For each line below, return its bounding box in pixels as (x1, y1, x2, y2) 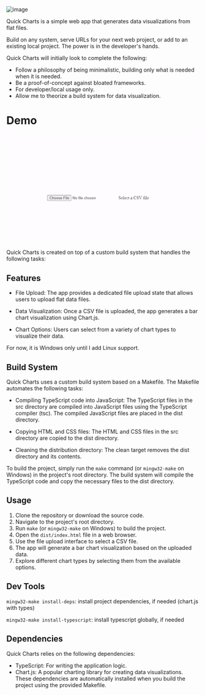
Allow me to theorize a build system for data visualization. (15, 92, 161, 99)
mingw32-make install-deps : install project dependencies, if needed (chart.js (6, 597, 199, 605)
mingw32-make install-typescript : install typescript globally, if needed (6, 615, 185, 623)
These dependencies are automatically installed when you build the (15, 675, 185, 682)
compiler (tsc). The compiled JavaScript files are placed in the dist (15, 410, 183, 417)
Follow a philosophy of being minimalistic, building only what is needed (15, 66, 195, 73)
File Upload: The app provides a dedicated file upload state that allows (15, 289, 193, 297)
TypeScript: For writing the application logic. (15, 661, 127, 669)
